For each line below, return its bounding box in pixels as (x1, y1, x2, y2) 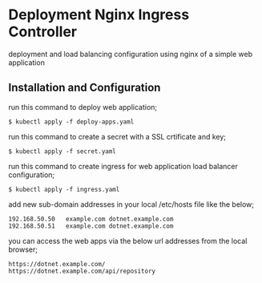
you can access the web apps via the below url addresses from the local (8, 236, 248, 245)
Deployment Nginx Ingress (8, 6, 190, 24)
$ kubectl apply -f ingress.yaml (8, 185, 120, 193)
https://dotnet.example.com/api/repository (8, 267, 156, 275)
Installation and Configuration (8, 81, 161, 95)
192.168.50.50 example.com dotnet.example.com (8, 215, 174, 223)
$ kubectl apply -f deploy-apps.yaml (8, 118, 135, 126)
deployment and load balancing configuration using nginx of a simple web (8, 49, 253, 59)
